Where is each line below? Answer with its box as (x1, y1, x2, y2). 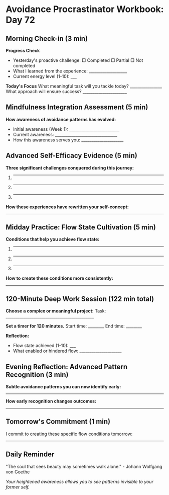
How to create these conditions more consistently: (6, 275, 113, 281)
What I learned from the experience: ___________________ (13, 68, 127, 74)
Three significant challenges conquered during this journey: (6, 164, 134, 171)
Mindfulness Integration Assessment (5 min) (6, 103, 148, 112)
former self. (6, 484, 30, 490)
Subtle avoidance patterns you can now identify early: (6, 384, 121, 390)
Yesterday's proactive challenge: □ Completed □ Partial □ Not (13, 57, 143, 63)
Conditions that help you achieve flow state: (6, 236, 100, 242)
